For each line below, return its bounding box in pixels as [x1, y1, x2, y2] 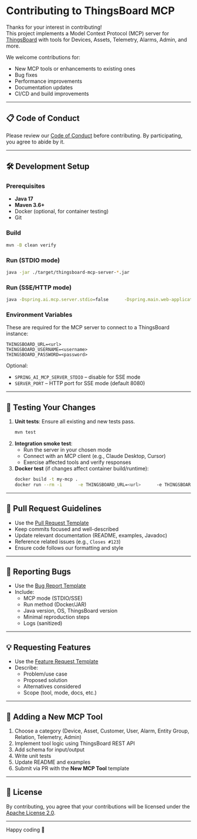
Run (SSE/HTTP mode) [6, 283, 72, 292]
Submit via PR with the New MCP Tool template [14, 764, 130, 771]
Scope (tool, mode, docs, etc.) [23, 689, 97, 696]
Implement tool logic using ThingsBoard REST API [14, 740, 135, 747]
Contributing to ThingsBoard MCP [6, 4, 175, 18]
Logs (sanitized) [23, 620, 63, 627]
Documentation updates [14, 83, 73, 91]
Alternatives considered [23, 683, 81, 690]
